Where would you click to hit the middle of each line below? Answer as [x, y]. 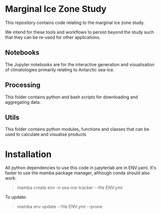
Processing [23, 85]
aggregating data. [23, 102]
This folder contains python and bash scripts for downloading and [71, 97]
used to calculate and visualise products [46, 134]
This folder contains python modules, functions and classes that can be [77, 129]
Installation [28, 154]
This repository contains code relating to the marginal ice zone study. [75, 23]
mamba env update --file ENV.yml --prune [60, 207]
